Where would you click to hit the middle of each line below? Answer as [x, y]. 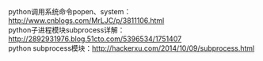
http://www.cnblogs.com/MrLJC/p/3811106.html [86, 21]
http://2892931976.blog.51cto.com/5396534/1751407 [95, 39]
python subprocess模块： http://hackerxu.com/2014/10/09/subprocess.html [131, 48]
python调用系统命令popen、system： [70, 11]
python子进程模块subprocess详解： [67, 30]
